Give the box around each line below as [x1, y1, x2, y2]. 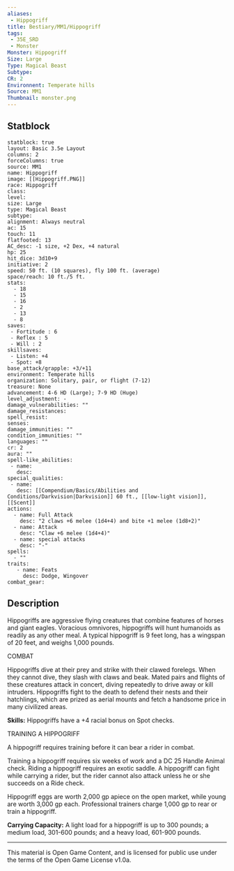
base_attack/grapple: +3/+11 [7, 364, 92, 372]
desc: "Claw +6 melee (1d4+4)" [19, 530, 111, 537]
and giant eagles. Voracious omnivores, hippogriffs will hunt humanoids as [7, 623, 221, 632]
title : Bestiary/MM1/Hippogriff [7, 23, 101, 30]
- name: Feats [16, 566, 58, 573]
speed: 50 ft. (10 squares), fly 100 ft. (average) [7, 267, 160, 274]
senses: [7, 419, 30, 426]
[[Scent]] [7, 499, 36, 506]
